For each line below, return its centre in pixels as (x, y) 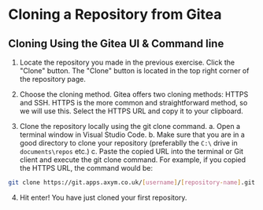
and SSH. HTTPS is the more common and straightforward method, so (133, 103)
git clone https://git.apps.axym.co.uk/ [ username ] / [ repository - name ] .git (132, 182)
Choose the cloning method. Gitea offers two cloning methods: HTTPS (134, 94)
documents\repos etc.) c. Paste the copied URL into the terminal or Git (131, 151)
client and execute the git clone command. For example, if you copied (133, 160)
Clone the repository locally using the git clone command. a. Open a (130, 126)
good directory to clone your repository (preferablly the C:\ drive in (128, 143)
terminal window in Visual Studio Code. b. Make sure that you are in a (132, 134)
